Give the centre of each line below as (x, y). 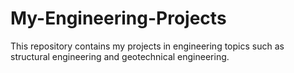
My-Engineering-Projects (118, 18)
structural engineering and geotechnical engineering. (120, 56)
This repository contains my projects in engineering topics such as (147, 46)
